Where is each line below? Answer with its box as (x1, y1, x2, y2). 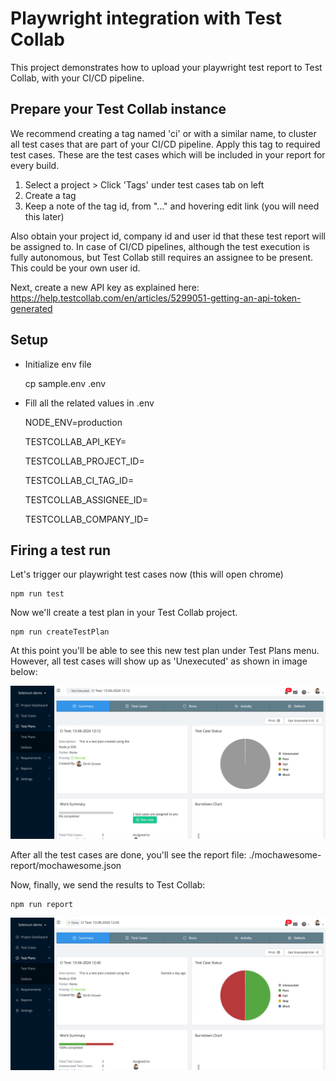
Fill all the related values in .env (24, 397, 155, 409)
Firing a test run (10, 542, 111, 559)
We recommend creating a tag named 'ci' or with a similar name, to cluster (10, 127, 317, 139)
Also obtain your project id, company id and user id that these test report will (10, 230, 326, 242)
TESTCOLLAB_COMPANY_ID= (24, 513, 150, 525)
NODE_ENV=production (24, 416, 123, 428)
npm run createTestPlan (10, 627, 110, 637)
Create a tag (24, 189, 77, 201)
